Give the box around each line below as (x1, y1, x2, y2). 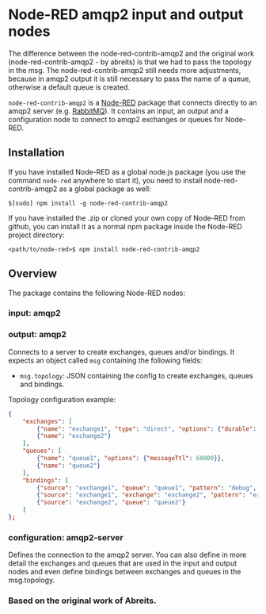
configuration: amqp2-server (8, 531, 124, 543)
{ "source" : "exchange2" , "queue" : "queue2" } (36, 498, 186, 507)
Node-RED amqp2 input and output (8, 6, 244, 24)
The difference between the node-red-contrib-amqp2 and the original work (8, 48, 255, 58)
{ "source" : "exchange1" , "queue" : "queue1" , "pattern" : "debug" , (36, 484, 257, 492)
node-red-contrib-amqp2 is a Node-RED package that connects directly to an (8, 98, 257, 107)
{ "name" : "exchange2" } (36, 432, 112, 440)
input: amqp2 (8, 308, 61, 319)
